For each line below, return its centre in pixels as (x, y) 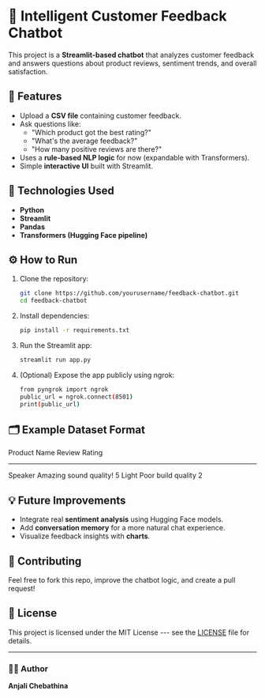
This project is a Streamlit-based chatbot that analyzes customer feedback (131, 55)
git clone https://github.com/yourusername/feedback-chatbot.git (129, 293)
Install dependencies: (54, 316)
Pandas (32, 226)
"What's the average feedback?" (84, 141)
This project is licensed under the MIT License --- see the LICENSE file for (129, 632)
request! (22, 588)
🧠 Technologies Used (61, 191)
